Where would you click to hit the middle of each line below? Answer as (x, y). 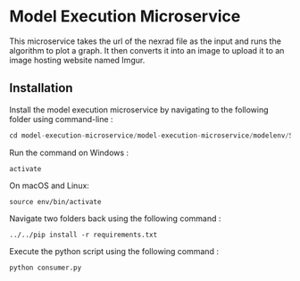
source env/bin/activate (55, 202)
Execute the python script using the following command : (114, 251)
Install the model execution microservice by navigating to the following (139, 110)
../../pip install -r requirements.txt (83, 235)
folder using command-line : (61, 119)
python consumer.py (46, 268)
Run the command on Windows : (69, 153)
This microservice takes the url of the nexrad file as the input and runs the (145, 41)
